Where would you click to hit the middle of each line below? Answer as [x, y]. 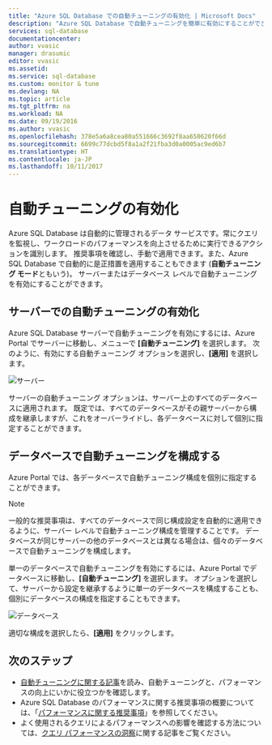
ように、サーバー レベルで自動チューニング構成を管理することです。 [129, 530]
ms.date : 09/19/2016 [43, 122]
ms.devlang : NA [34, 91]
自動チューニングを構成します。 [82, 550]
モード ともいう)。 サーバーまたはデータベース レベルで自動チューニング [137, 274]
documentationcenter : [45, 39]
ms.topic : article [39, 99]
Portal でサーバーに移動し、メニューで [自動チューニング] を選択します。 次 [134, 343]
